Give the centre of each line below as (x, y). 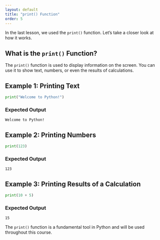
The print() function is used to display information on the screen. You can (80, 65)
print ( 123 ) (16, 146)
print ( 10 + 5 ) (20, 195)
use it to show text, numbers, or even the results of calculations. (70, 70)
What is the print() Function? (51, 53)
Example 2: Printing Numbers (50, 135)
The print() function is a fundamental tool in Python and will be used (75, 227)
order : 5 (14, 19)
